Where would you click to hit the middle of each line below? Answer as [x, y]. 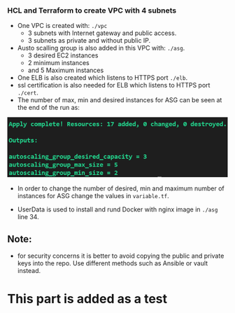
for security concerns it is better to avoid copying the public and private [121, 256]
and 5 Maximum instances [66, 70]
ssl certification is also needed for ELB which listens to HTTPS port [114, 85]
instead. [29, 270]
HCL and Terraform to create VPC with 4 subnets [92, 11]
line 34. [28, 217]
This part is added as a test [87, 299]
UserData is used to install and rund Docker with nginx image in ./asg [117, 209]
